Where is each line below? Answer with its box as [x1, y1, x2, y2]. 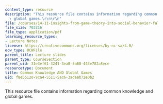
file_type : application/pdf [5, 30, 62, 35]
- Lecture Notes [5, 39, 38, 44]
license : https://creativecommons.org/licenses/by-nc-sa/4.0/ [5, 43, 133, 48]
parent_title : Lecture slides [5, 52, 66, 57]
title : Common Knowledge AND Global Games [5, 70, 92, 75]
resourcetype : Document [5, 66, 53, 71]
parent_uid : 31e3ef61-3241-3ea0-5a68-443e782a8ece [5, 61, 110, 66]
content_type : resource [5, 7, 53, 12]
